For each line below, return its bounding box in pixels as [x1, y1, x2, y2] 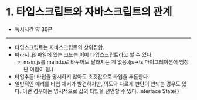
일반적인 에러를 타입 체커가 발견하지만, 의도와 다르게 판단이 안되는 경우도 [14, 80, 181, 87]
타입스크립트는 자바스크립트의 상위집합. [14, 43, 104, 50]
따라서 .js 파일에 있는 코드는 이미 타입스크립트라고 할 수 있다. [14, 51, 154, 58]
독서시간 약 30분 [14, 26, 53, 33]
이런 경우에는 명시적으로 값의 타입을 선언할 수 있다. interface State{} [22, 87, 180, 94]
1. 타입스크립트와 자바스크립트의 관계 [6, 5, 172, 19]
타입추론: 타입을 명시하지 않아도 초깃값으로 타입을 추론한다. [14, 73, 150, 80]
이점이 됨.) [29, 65, 54, 73]
